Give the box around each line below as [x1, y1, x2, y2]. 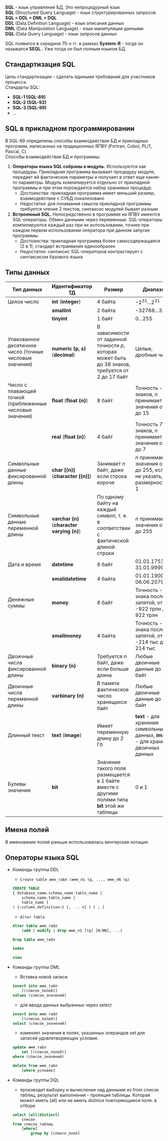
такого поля [96, 765, 126, 772]
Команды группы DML [12, 964, 60, 970]
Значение [96, 758, 121, 765]
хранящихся [96, 698, 127, 705]
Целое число [7, 298, 39, 305]
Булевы [7, 780, 26, 787]
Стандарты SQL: [5, 84, 40, 90]
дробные [135, 351, 157, 358]
